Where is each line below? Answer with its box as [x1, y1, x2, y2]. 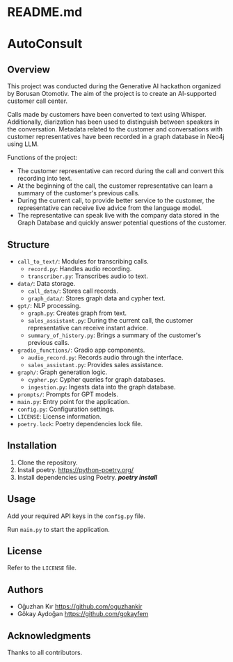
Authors [7, 583, 44, 595]
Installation [7, 439, 57, 452]
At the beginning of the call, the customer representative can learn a [17, 181, 214, 190]
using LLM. [7, 140, 40, 148]
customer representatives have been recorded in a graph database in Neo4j [7, 133, 225, 141]
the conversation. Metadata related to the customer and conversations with [7, 125, 223, 134]
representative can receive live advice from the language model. [17, 204, 202, 212]
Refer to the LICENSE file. [7, 564, 77, 572]
